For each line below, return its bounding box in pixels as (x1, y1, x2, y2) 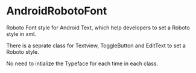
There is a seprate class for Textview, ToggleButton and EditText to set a (6, 42, 186, 49)
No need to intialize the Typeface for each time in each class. (6, 60, 159, 67)
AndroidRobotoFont (6, 4, 107, 18)
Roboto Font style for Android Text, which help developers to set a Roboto (6, 24, 190, 31)
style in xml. (6, 30, 36, 37)
